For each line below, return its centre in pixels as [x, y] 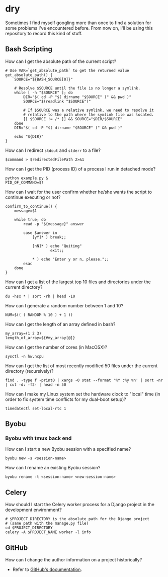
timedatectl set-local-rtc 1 [36, 408]
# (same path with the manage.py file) [47, 524]
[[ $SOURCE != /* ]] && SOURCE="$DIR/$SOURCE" [73, 119]
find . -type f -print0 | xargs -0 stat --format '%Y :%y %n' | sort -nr [84, 380]
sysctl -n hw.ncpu [24, 356]
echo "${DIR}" [29, 136]
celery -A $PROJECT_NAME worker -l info [48, 532]
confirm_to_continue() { [31, 206]
